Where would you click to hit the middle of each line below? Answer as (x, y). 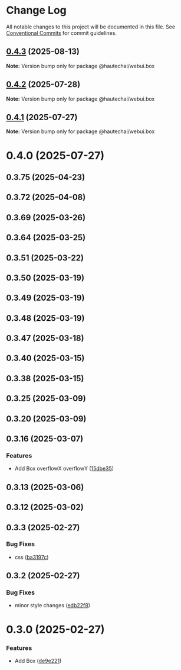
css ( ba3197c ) (32, 557)
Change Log (36, 10)
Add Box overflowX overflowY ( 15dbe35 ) (64, 469)
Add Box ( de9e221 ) (38, 661)
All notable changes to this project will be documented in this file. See (91, 27)
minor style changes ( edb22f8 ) (52, 605)
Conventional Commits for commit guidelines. (61, 33)
